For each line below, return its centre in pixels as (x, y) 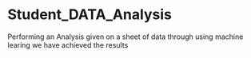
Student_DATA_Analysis (90, 15)
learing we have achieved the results (68, 44)
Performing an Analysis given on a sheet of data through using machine (125, 37)
